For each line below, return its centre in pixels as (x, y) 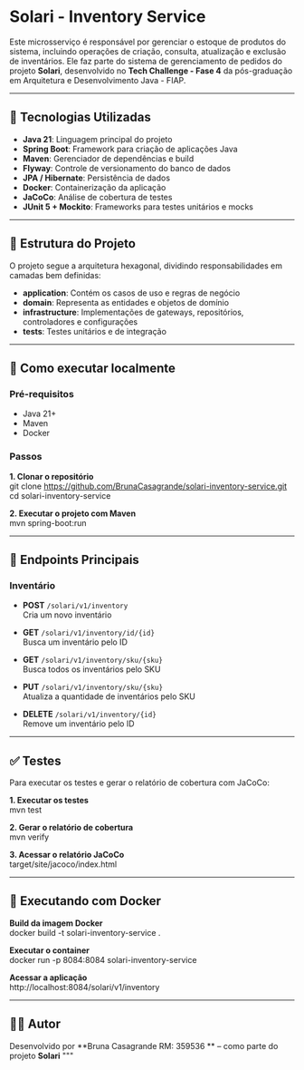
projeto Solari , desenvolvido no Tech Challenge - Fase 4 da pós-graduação (151, 71)
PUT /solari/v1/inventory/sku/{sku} (93, 687)
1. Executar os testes (49, 801)
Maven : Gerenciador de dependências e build (108, 158)
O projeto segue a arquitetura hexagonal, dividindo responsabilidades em (146, 266)
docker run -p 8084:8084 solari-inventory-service (103, 959)
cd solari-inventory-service (60, 495)
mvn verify (29, 837)
